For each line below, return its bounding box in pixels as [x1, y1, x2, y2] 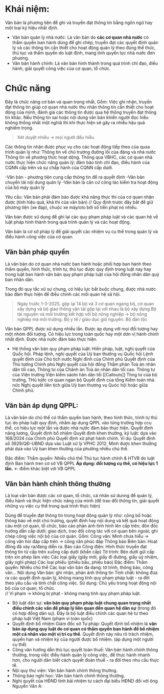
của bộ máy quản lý [5, 185, 45, 190]
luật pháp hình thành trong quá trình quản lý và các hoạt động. [5, 219, 131, 225]
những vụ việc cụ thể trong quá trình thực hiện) [5, 503, 100, 509]
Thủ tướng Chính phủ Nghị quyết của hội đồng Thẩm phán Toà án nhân [12, 361, 156, 367]
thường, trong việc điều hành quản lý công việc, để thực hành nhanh [12, 652, 151, 658]
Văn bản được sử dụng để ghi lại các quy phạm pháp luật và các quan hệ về [5, 214, 158, 220]
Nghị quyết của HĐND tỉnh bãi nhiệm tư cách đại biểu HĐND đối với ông [12, 678, 158, 684]
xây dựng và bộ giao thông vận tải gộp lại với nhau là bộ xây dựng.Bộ [17, 306, 157, 312]
